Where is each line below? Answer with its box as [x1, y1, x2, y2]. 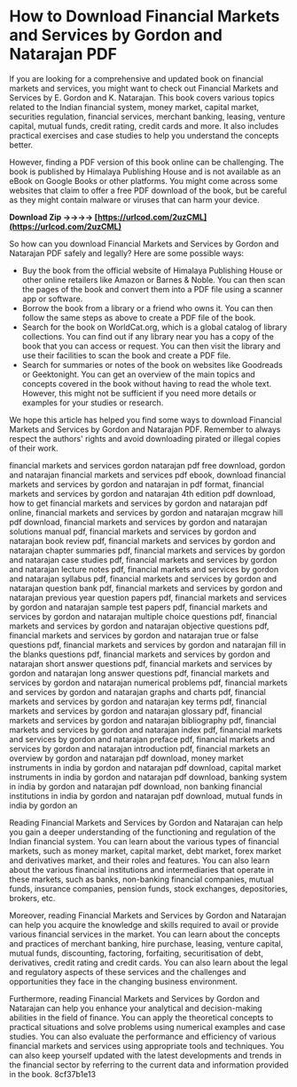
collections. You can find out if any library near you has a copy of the [21, 331, 275, 341]
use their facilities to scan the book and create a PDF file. [21, 349, 231, 361]
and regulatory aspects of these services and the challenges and [9, 966, 246, 977]
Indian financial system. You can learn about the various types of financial [9, 835, 279, 846]
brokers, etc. [9, 892, 56, 903]
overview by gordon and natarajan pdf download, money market [9, 753, 244, 763]
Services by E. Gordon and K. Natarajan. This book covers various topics [9, 92, 275, 103]
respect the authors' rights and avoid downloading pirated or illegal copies [9, 433, 281, 444]
